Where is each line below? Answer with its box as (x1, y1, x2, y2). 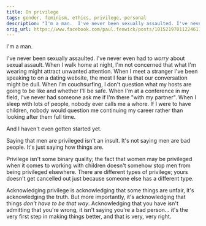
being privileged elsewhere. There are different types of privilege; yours (6, 168, 188, 176)
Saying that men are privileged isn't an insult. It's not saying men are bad (6, 137, 191, 145)
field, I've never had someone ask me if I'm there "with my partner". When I (6, 94, 197, 101)
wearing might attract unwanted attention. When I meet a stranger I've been (6, 68, 198, 75)
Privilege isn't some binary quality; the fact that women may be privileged (6, 156, 193, 163)
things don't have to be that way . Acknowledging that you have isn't (6, 200, 179, 207)
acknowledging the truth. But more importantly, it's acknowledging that (6, 194, 186, 201)
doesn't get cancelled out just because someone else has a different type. (6, 175, 194, 183)
